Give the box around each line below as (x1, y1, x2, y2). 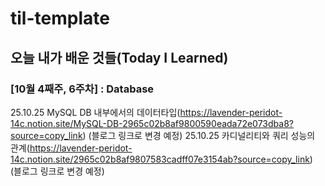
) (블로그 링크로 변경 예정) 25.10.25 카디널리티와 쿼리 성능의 (82, 129, 316, 141)
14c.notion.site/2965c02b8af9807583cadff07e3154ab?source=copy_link (10, 153, 310, 165)
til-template (10, 7, 110, 30)
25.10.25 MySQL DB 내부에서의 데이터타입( (10, 106, 181, 118)
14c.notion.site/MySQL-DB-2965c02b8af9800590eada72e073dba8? (10, 117, 294, 129)
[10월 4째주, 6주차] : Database (10, 82, 155, 96)
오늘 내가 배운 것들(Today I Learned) (10, 49, 229, 66)
